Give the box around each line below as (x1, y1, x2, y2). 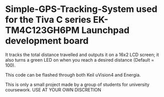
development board (5, 35, 89, 47)
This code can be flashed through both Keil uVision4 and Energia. (5, 72, 141, 78)
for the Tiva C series (5, 14, 91, 25)
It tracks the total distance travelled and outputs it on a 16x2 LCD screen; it (5, 51, 159, 58)
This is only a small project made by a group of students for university (5, 81, 149, 88)
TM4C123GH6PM (5, 25, 80, 36)
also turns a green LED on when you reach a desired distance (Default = (5, 57, 154, 63)
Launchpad (81, 25, 129, 36)
